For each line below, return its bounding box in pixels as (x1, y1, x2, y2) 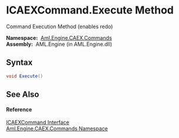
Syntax (6, 58, 33, 68)
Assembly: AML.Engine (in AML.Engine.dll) (6, 41, 113, 48)
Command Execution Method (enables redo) (6, 23, 113, 30)
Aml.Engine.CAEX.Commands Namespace (6, 125, 108, 132)
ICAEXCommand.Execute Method (6, 4, 174, 17)
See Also (6, 89, 39, 100)
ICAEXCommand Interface (6, 119, 69, 126)
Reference (6, 106, 32, 113)
